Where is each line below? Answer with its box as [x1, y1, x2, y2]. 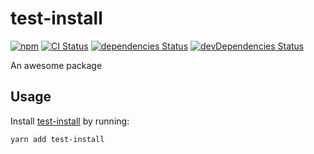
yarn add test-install [10, 134, 105, 144]
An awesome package [10, 59, 103, 71]
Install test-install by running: [10, 115, 130, 127]
